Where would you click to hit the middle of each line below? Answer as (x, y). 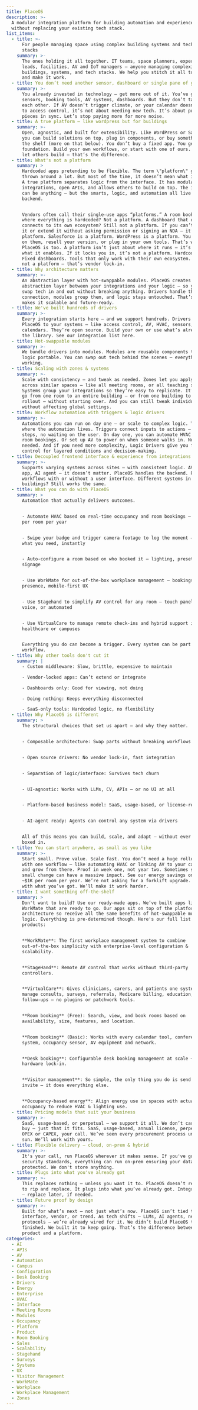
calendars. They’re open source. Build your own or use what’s (101, 330)
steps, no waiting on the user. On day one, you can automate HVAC (106, 435)
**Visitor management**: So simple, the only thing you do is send (106, 1080)
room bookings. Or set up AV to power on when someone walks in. (103, 440)
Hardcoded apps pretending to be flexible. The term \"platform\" (105, 171)
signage (31, 565)
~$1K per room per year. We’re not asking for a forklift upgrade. (106, 881)
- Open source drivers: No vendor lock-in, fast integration (98, 757)
